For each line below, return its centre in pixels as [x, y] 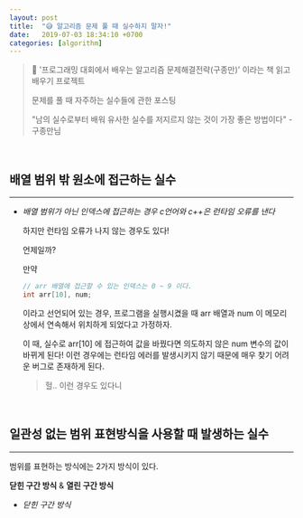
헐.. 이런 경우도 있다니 [83, 385]
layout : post [34, 18]
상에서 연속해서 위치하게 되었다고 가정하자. [97, 324]
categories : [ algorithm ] [56, 43]
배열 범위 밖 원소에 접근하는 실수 [93, 179]
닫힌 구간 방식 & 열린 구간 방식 [62, 485]
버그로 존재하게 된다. [69, 366]
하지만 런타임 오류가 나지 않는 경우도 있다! [96, 231]
